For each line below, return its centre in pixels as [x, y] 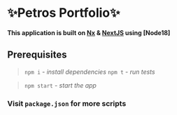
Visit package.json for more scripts [67, 103]
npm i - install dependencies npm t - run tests [90, 72]
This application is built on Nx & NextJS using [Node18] [89, 32]
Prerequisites [37, 55]
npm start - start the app [60, 85]
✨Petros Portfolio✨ [64, 13]
